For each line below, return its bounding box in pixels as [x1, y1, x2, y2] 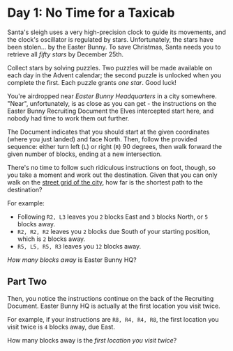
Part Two [7, 276, 47, 288]
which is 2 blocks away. [17, 235, 86, 243]
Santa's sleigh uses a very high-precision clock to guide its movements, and [7, 28, 227, 36]
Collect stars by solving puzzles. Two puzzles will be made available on [7, 63, 213, 72]
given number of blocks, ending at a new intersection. [7, 150, 163, 158]
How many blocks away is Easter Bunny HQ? [7, 256, 137, 264]
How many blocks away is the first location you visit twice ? [7, 336, 177, 344]
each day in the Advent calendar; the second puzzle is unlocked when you [7, 71, 222, 79]
